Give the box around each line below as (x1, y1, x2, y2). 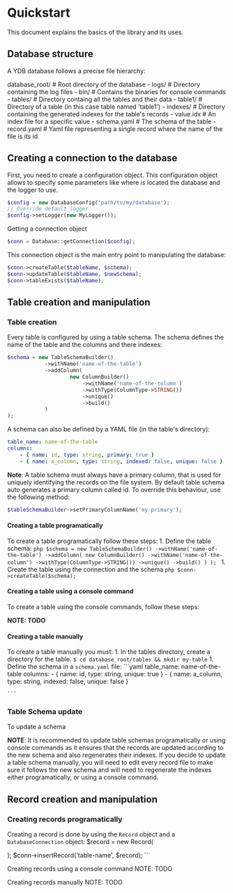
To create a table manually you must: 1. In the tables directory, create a (7, 648, 211, 656)
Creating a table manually (7, 632, 84, 641)
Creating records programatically (7, 814, 123, 824)
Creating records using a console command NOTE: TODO (7, 864, 173, 873)
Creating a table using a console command (7, 587, 134, 595)
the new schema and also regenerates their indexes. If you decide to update (7, 751, 226, 759)
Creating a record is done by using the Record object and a (7, 830, 176, 839)
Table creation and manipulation (7, 296, 151, 308)
